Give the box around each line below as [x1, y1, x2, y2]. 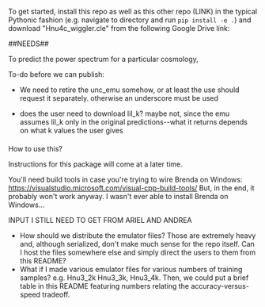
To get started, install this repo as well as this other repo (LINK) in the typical [8, 7, 258, 16]
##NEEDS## [8, 39, 49, 48]
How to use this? [8, 144, 63, 153]
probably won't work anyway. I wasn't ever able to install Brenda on [8, 191, 229, 201]
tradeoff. [42, 290, 70, 299]
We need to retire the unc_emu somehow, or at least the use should [19, 85, 240, 94]
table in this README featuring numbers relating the [19, 281, 190, 290]
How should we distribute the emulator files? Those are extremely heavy [19, 230, 256, 240]
